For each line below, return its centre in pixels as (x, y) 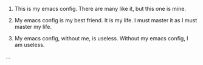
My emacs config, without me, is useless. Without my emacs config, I (101, 38)
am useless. (29, 45)
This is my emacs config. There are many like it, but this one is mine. (100, 9)
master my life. (33, 27)
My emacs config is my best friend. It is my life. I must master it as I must (106, 20)
